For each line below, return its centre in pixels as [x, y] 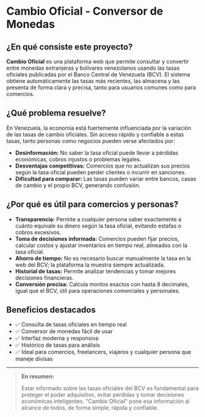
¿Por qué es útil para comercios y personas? [92, 205]
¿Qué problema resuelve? [56, 113]
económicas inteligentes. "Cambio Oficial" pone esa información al [105, 401]
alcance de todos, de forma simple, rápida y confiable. [90, 408]
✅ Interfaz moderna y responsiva [57, 338]
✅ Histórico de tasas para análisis [58, 345]
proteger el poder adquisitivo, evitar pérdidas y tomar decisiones [103, 395]
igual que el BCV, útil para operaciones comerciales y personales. [98, 290]
